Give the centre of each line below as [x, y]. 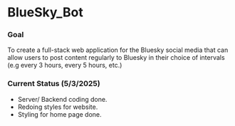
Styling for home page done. [59, 114]
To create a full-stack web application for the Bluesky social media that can [118, 50]
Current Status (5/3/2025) [54, 84]
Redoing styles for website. [58, 107]
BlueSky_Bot [45, 12]
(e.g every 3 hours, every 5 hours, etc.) [65, 65]
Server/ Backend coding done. [62, 99]
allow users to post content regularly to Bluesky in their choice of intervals [116, 58]
